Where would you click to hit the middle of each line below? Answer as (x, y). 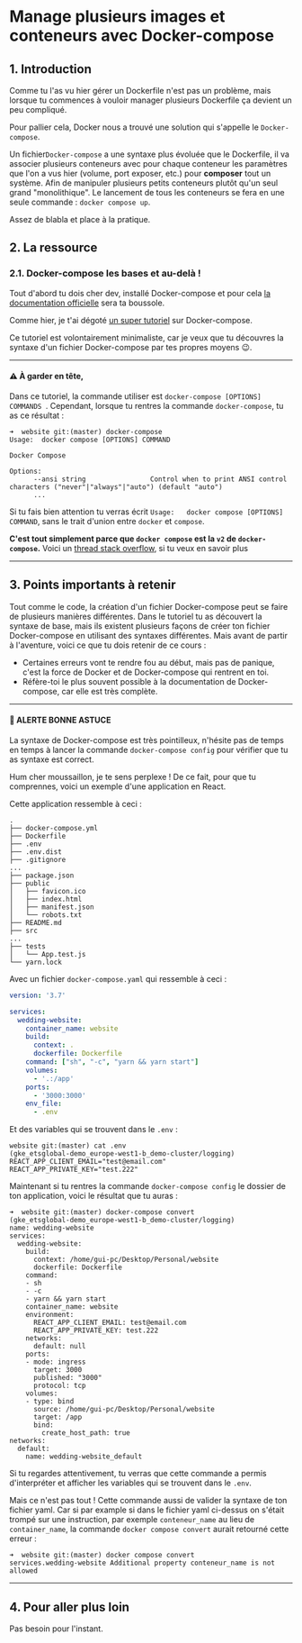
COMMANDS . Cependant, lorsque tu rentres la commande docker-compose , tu (147, 405)
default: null (60, 1347)
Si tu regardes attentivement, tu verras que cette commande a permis (138, 1474)
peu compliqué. (38, 109)
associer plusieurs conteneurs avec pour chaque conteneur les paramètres (148, 163)
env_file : (44, 1104)
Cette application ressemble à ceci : (75, 803)
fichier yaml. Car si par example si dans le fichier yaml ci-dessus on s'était (147, 1510)
